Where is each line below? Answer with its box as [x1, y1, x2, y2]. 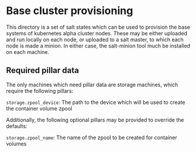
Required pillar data [6, 66, 79, 76]
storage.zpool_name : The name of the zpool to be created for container [6, 134, 178, 141]
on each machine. [6, 48, 50, 55]
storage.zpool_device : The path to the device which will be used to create [6, 99, 185, 106]
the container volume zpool [6, 104, 72, 112]
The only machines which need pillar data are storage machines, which [6, 81, 178, 88]
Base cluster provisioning [6, 4, 133, 18]
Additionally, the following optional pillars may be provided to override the [6, 116, 184, 123]
